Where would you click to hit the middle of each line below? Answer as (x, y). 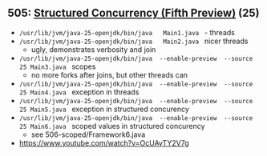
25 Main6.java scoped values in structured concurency (112, 126)
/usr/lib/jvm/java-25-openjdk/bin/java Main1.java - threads (127, 32)
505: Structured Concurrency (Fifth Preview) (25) (133, 13)
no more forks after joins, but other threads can (109, 74)
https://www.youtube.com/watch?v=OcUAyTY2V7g (104, 142)
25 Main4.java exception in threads (79, 92)
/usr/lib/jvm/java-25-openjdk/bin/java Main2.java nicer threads (133, 41)
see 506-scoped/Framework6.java (88, 134)
